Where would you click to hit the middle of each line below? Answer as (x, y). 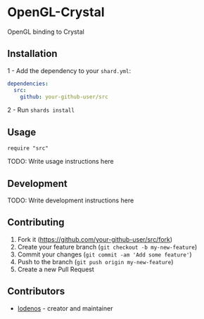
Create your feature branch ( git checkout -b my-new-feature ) (107, 247)
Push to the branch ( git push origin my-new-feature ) (95, 261)
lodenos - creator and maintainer (65, 308)
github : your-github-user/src (64, 97)
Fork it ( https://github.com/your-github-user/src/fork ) (95, 239)
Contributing (36, 222)
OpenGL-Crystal (56, 12)
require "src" (28, 148)
